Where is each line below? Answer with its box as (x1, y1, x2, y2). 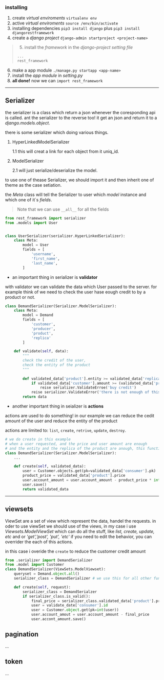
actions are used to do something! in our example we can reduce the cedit (5, 413, 155, 419)
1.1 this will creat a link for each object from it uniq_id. (12, 148, 120, 154)
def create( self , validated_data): (14, 464, 86, 469)
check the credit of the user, (22, 358, 86, 363)
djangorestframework (12, 31, 54, 36)
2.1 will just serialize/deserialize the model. (12, 167, 98, 173)
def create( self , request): (14, 584, 71, 589)
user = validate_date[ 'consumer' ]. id (31, 603, 108, 608)
